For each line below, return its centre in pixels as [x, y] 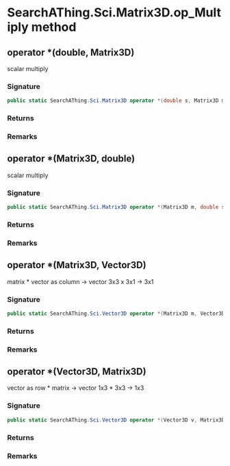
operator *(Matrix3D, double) [71, 159]
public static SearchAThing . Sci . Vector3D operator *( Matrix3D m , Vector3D [116, 313]
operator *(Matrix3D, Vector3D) [77, 265]
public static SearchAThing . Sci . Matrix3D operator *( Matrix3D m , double [113, 207]
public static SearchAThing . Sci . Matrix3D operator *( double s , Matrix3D [113, 101]
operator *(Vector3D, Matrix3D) [77, 372]
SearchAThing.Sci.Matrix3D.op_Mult [114, 13]
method [54, 27]
